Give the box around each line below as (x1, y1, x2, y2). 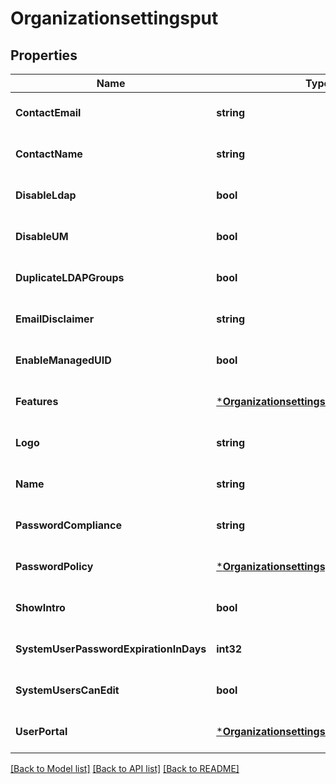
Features (15, 395, 59, 408)
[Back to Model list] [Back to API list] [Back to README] (10, 763, 240, 774)
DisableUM (15, 230, 69, 243)
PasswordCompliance (15, 518, 122, 532)
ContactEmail (15, 106, 82, 119)
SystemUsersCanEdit (15, 683, 120, 697)
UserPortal (15, 725, 68, 738)
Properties (10, 47, 78, 64)
